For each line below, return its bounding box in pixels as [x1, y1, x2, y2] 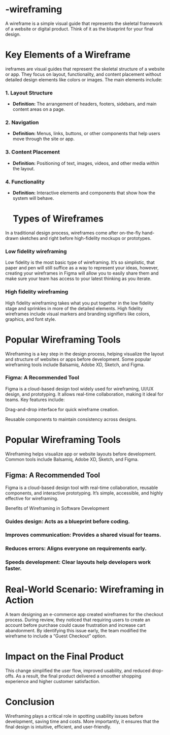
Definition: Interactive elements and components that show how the [12, 190, 156, 196]
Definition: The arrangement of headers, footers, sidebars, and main [12, 101, 157, 107]
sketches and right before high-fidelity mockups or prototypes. [19, 235, 151, 241]
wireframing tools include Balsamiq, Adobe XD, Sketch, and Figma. [5, 361, 145, 367]
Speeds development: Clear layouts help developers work [5, 559, 151, 566]
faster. [5, 565, 22, 572]
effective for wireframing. [5, 495, 58, 501]
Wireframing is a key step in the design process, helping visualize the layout [5, 351, 164, 357]
